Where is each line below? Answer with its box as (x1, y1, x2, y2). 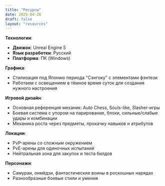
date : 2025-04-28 (5, 12, 41, 17)
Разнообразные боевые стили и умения (12, 175, 98, 181)
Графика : (5, 65, 26, 71)
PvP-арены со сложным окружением (12, 140, 92, 146)
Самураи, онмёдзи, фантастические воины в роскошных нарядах (12, 170, 153, 176)
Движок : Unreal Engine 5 (12, 44, 66, 50)
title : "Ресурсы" (5, 7, 41, 12)
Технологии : (5, 35, 32, 41)
